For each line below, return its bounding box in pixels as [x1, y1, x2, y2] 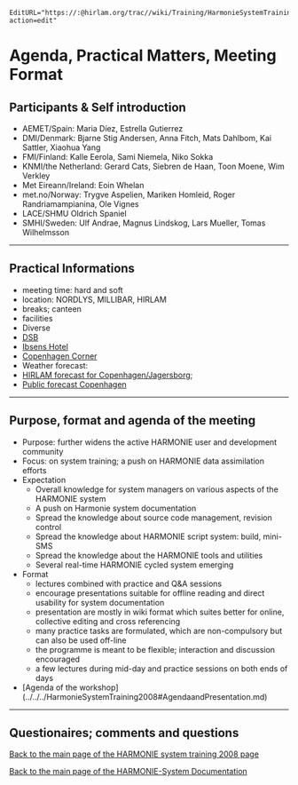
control [35, 521, 62, 532]
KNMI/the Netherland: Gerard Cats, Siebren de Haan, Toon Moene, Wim [21, 161, 286, 171]
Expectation [21, 474, 67, 485]
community [21, 446, 64, 456]
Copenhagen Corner [21, 351, 98, 361]
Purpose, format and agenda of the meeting [9, 413, 255, 428]
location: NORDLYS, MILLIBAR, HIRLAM [21, 294, 167, 305]
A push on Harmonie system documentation [35, 503, 197, 513]
